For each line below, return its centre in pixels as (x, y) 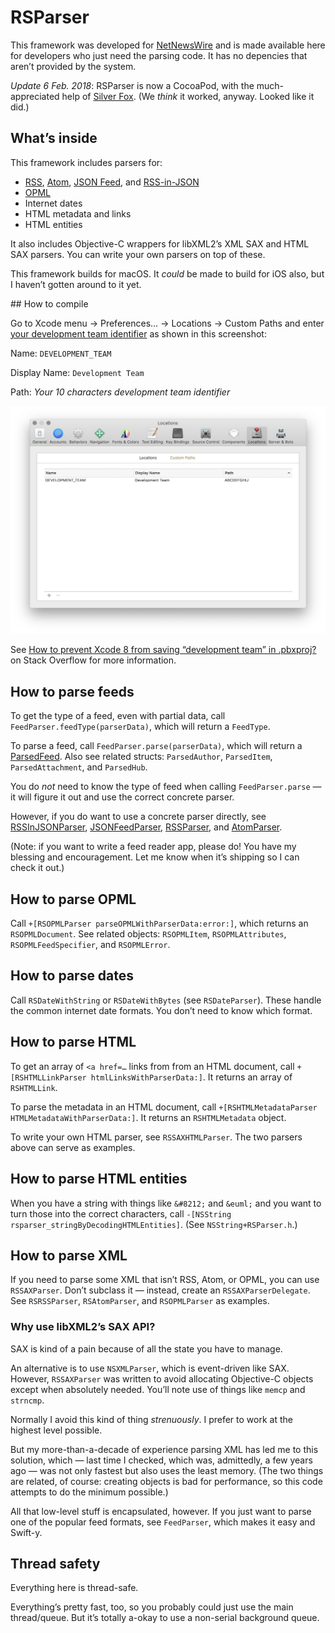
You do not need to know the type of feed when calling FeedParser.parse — (166, 787)
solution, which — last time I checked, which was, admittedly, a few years (161, 1460)
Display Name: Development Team (77, 372)
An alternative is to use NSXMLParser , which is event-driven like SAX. (150, 1368)
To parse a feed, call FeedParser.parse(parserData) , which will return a (156, 746)
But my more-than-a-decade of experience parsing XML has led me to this (164, 1449)
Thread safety (55, 1564)
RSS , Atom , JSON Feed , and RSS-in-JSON (112, 182)
